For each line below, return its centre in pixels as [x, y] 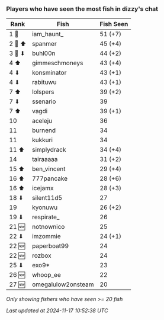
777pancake [50, 178]
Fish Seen [114, 24]
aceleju [42, 121]
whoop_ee [46, 275]
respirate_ [46, 217]
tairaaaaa [45, 159]
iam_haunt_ [48, 34]
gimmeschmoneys [57, 63]
